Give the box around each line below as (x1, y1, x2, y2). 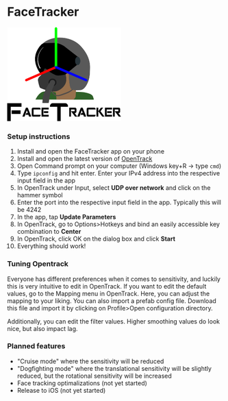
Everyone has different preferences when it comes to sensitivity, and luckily (7, 275, 221, 283)
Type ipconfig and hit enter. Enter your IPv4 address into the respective (16, 169, 220, 178)
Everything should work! (16, 242, 86, 250)
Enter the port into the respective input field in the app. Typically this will (16, 198, 221, 206)
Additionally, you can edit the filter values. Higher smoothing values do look (7, 317, 220, 326)
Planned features (7, 341, 66, 351)
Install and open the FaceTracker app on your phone (16, 147, 165, 156)
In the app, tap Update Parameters (16, 213, 116, 221)
